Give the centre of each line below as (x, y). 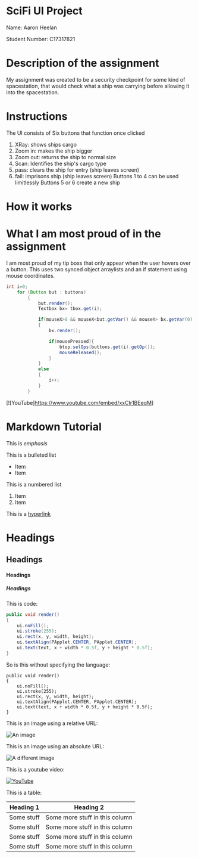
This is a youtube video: (35, 769)
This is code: (22, 603)
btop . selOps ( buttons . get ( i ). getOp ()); (107, 347)
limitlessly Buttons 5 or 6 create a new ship (67, 182)
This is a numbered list (34, 484)
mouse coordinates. (31, 275)
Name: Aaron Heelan (32, 27)
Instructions (37, 117)
